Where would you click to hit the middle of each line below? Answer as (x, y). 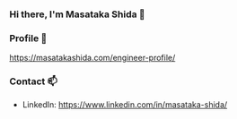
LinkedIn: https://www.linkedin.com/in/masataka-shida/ (125, 104)
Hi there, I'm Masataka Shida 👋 (77, 14)
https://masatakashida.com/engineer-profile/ (92, 58)
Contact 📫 (33, 81)
